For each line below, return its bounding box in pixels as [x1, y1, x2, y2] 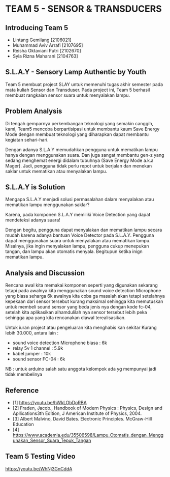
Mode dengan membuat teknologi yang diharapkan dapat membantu [5, 131, 149, 137]
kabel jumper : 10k [12, 351, 51, 357]
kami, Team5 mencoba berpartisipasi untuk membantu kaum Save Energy [5, 126, 160, 132]
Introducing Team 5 [5, 23, 69, 32]
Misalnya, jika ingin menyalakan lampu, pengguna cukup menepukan [5, 243, 149, 249]
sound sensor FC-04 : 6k [12, 356, 65, 362]
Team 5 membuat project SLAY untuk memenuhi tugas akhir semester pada [5, 81, 163, 87]
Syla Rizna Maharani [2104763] [12, 53, 78, 59]
